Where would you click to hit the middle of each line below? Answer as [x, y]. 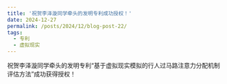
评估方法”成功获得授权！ [42, 74]
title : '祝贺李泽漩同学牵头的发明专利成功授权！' [70, 13]
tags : [15, 32]
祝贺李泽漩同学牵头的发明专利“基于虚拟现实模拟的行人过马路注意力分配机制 [114, 65]
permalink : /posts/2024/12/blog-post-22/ [67, 26]
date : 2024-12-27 [32, 20]
